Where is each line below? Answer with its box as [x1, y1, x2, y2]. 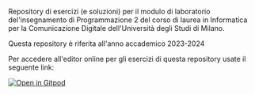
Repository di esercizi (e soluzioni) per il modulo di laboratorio [8, 7, 211, 16]
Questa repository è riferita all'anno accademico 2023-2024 [8, 39, 205, 48]
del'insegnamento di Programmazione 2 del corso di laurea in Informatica [8, 15, 248, 25]
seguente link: [8, 63, 55, 72]
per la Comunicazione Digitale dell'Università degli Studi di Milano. [8, 24, 226, 32]
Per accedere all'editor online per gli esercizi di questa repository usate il [8, 55, 246, 63]
